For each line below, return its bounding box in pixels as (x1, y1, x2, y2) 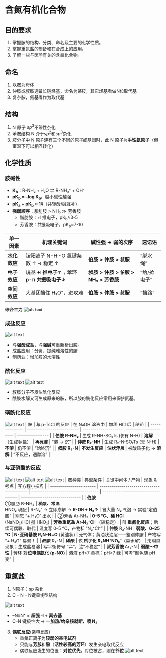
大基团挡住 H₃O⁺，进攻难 (25, 289, 83, 296)
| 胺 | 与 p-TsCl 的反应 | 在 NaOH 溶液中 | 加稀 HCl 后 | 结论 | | (25, 421, 150, 427)
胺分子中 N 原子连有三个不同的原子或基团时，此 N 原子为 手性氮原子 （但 (12, 137, 158, 143)
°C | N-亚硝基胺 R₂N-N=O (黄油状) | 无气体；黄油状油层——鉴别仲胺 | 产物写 (5, 531, 161, 537)
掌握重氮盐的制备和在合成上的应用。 (12, 46, 86, 52)
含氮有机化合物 (5, 4, 66, 16)
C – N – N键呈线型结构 (12, 592, 58, 598)
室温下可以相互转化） (12, 143, 56, 149)
